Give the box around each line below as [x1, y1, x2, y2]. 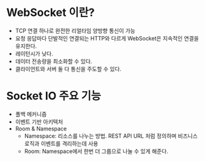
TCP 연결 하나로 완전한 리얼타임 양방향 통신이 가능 [15, 27, 136, 34]
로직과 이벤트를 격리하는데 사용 [24, 140, 99, 147]
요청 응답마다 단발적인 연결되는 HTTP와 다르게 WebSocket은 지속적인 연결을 [15, 34, 199, 42]
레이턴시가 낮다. [15, 50, 53, 57]
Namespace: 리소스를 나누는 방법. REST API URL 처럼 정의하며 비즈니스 [24, 132, 198, 140]
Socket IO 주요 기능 [6, 89, 101, 103]
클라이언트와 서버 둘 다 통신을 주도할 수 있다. [15, 65, 122, 72]
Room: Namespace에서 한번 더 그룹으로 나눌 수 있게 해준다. [24, 148, 168, 155]
